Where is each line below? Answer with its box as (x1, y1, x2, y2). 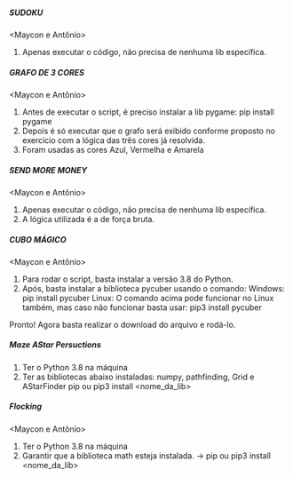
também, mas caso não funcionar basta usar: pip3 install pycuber (21, 302, 262, 313)
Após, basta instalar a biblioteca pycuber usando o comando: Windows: (21, 283, 286, 293)
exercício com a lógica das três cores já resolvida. (21, 134, 206, 146)
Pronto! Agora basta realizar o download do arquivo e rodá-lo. (9, 319, 236, 330)
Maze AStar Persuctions (9, 339, 102, 350)
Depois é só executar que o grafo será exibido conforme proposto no (21, 125, 275, 136)
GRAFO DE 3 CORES (9, 67, 84, 77)
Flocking (9, 401, 43, 412)
